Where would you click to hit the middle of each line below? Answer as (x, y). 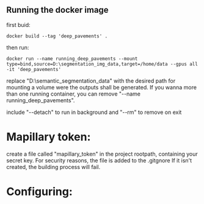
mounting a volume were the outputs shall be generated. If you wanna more (102, 87)
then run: (18, 47)
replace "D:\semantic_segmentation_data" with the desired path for (91, 81)
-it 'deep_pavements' (34, 69)
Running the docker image (57, 10)
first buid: (18, 25)
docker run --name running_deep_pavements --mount (72, 59)
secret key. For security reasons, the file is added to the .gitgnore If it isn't (99, 160)
